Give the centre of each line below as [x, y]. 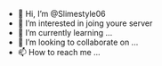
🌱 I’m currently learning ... [65, 33]
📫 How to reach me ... [59, 52]
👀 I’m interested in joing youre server [85, 23]
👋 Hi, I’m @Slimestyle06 [61, 14]
